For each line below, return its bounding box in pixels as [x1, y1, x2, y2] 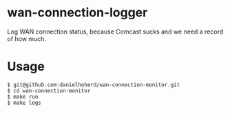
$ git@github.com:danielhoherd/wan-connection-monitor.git [7, 81, 180, 88]
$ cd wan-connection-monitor [7, 87, 91, 94]
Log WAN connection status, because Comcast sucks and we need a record [7, 27, 224, 36]
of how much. [7, 34, 47, 42]
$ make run [7, 93, 39, 100]
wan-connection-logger [7, 5, 148, 21]
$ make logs [7, 99, 41, 106]
